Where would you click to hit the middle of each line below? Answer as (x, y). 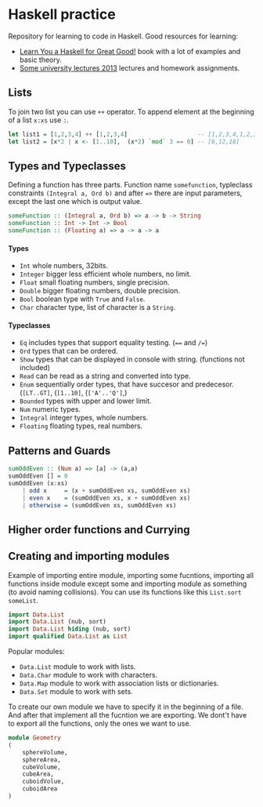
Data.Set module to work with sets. (76, 692)
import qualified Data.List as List (68, 637)
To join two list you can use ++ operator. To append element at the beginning (131, 111)
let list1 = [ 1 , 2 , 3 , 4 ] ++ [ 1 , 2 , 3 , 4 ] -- (106, 134)
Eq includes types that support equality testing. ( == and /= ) (113, 343)
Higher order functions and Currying (99, 530)
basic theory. (41, 60)
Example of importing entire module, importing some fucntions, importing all (131, 575)
